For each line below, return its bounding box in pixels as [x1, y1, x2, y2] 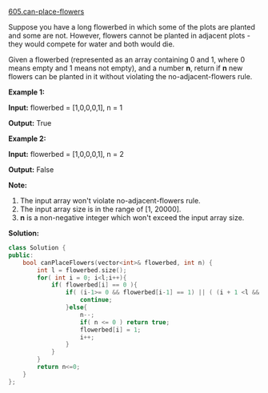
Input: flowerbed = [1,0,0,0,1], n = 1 [8, 103, 122, 112]
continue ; [79, 296, 113, 304]
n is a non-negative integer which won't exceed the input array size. [19, 213, 245, 223]
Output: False [8, 165, 54, 174]
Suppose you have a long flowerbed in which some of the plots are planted [8, 22, 256, 31]
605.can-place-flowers [8, 7, 85, 16]
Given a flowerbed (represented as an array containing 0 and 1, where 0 [8, 55, 246, 64]
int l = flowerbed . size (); [37, 266, 127, 275]
